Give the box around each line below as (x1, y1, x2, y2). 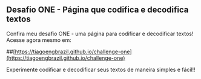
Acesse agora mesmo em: (6, 36, 71, 44)
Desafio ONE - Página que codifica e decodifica (6, 5, 189, 15)
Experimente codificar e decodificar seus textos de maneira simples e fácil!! (6, 66, 196, 73)
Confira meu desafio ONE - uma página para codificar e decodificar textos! (6, 30, 194, 37)
